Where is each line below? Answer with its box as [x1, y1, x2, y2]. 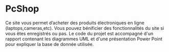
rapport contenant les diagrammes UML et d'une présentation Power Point [5, 36, 163, 42]
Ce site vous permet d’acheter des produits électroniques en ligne [5, 20, 144, 26]
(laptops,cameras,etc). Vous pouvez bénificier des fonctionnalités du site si [5, 25, 164, 31]
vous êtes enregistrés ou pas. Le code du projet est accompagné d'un [5, 30, 154, 36]
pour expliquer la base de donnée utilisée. [5, 41, 94, 47]
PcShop [5, 3, 39, 15]
